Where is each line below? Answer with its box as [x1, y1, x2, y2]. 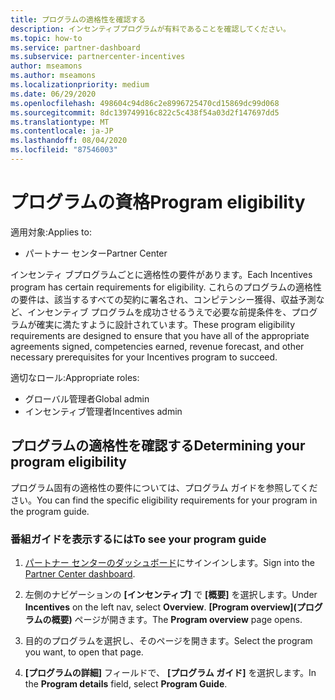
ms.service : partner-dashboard [10, 42, 141, 53]
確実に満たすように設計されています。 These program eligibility [36, 318, 296, 330]
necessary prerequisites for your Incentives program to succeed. [10, 351, 278, 363]
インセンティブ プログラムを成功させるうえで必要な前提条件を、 [27, 306, 292, 318]
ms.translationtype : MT [10, 117, 110, 127]
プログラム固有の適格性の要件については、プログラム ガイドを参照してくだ [10, 481, 318, 493]
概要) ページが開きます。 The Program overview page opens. [51, 613, 303, 625]
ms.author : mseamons [10, 71, 97, 81]
